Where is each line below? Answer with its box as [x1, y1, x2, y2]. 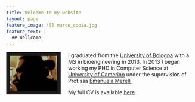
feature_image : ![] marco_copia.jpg [6, 22, 97, 28]
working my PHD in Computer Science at [68, 64, 169, 72]
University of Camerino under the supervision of [68, 71, 187, 78]
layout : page [6, 16, 39, 22]
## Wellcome [11, 35, 42, 41]
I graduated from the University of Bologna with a [68, 52, 190, 59]
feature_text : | [6, 29, 47, 35]
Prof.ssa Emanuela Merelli [68, 78, 132, 85]
